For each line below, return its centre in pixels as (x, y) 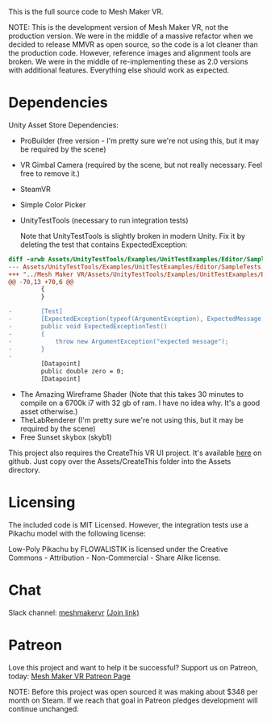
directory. (24, 470)
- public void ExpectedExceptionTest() (88, 326)
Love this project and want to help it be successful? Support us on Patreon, (133, 667)
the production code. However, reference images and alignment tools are (130, 53)
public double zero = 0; (83, 371)
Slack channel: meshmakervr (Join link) (74, 612)
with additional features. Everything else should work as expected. (119, 70)
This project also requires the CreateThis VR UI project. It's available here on (135, 453)
